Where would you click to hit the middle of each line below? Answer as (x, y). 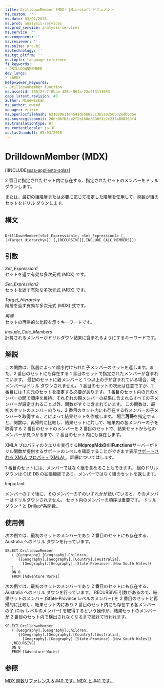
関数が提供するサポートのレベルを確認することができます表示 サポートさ (86, 451)
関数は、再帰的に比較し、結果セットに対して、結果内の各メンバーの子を (86, 422)
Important (15, 483)
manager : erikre (21, 110)
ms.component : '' (23, 37)
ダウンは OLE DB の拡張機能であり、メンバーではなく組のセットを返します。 (82, 474)
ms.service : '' (20, 32)
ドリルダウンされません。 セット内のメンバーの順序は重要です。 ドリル (85, 499)
